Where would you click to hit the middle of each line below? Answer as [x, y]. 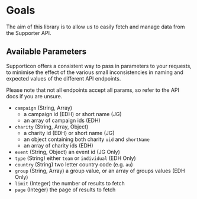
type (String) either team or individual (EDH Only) [75, 158]
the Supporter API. [29, 33]
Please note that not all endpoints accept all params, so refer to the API [93, 90]
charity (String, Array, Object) [51, 126]
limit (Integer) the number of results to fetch [70, 183]
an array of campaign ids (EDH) [62, 120]
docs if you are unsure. [34, 96]
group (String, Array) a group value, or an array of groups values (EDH [100, 171]
